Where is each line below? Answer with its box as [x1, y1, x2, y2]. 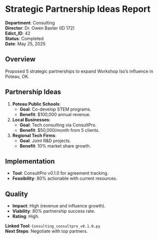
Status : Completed [5, 36, 44, 41]
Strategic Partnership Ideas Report [5, 3, 151, 15]
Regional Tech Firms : [12, 132, 57, 138]
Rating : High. [12, 213, 39, 219]
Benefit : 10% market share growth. [19, 143, 91, 149]
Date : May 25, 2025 [5, 40, 46, 46]
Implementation [5, 157, 55, 165]
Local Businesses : [12, 117, 51, 122]
